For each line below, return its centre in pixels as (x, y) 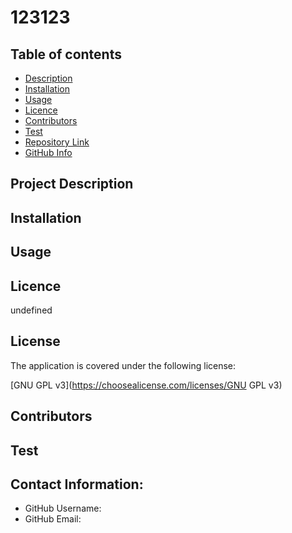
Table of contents (66, 54)
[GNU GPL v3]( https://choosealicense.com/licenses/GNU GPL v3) (146, 385)
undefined (31, 310)
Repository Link (57, 142)
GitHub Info (48, 152)
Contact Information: (77, 484)
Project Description (72, 184)
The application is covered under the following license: (123, 365)
